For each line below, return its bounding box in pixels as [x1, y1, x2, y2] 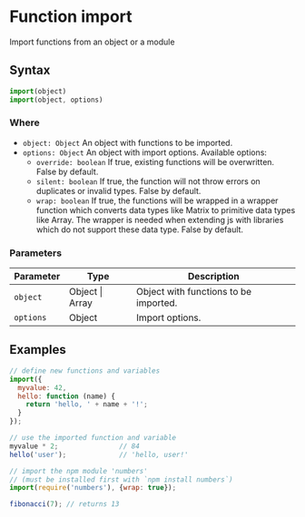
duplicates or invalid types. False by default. [35, 185, 202, 196]
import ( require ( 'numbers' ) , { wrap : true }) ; [9, 483, 177, 493]
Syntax [9, 63, 51, 78]
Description [187, 270, 240, 283]
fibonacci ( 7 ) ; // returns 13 [9, 500, 120, 509]
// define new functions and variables [9, 366, 161, 376]
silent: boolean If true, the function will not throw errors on [35, 175, 261, 187]
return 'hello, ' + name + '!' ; [25, 400, 148, 409]
